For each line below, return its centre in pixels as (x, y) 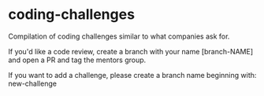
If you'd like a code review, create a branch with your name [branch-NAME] (131, 51)
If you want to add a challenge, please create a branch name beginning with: (132, 75)
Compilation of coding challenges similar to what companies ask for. (119, 36)
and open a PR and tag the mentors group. (77, 60)
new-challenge (33, 83)
